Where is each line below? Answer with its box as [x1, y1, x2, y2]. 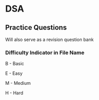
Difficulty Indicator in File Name [5, 49, 85, 56]
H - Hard [5, 90, 24, 96]
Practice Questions [5, 23, 67, 32]
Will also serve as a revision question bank [5, 36, 94, 42]
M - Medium [5, 80, 31, 86]
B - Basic [5, 61, 24, 67]
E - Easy [5, 70, 23, 76]
